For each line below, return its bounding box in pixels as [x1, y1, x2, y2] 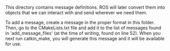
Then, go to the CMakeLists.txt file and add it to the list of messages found [5, 25, 161, 31]
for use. [5, 41, 22, 47]
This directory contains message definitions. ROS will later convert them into [5, 5, 165, 10]
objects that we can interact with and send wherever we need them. [5, 10, 148, 16]
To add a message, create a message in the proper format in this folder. [5, 20, 155, 25]
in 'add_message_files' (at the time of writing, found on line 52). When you [5, 30, 161, 36]
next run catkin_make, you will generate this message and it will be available [5, 35, 165, 41]
